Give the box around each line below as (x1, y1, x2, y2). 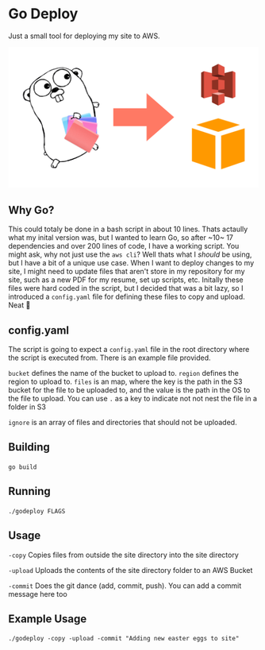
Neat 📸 (8, 300, 31, 310)
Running (8, 485, 52, 498)
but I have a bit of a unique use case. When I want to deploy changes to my (8, 258, 255, 268)
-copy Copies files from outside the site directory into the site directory (8, 550, 240, 559)
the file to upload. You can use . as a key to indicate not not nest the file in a (8, 394, 258, 404)
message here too (8, 589, 67, 598)
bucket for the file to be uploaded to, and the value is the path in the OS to (8, 385, 251, 395)
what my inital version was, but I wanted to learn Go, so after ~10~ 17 (8, 233, 234, 242)
